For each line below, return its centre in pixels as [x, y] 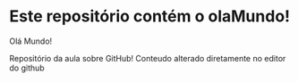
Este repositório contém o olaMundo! [150, 16]
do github [27, 68]
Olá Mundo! [31, 41]
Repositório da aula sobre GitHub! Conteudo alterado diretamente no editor [148, 58]
